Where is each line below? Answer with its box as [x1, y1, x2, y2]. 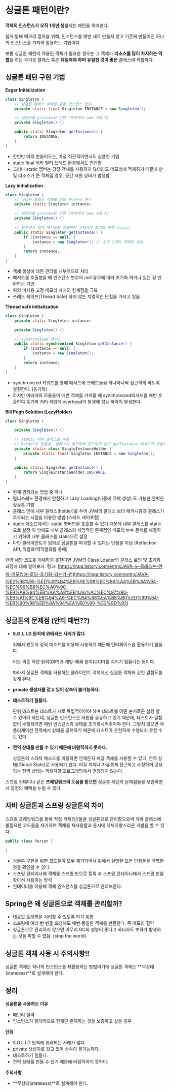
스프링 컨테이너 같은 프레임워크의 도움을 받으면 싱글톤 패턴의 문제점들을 [5, 778, 146, 784]
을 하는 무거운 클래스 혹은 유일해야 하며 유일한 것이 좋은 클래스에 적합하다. [9, 56, 154, 63]
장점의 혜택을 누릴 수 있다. [10, 785, 62, 791]
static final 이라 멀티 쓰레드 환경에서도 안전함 [12, 160, 102, 166]
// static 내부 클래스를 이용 [14, 437, 70, 442]
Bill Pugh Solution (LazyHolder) [5, 409, 72, 415]
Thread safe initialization [5, 304, 59, 310]
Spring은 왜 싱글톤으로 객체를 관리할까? [5, 899, 122, 908]
